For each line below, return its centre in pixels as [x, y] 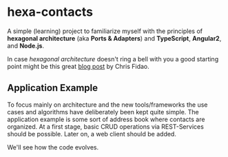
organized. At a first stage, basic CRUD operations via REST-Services [106, 126]
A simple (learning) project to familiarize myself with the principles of [105, 31]
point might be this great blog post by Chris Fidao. [78, 66]
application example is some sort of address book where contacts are [106, 119]
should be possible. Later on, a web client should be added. [92, 134]
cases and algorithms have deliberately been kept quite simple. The [103, 112]
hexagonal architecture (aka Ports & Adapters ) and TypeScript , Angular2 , [114, 38]
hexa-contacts [50, 12]
